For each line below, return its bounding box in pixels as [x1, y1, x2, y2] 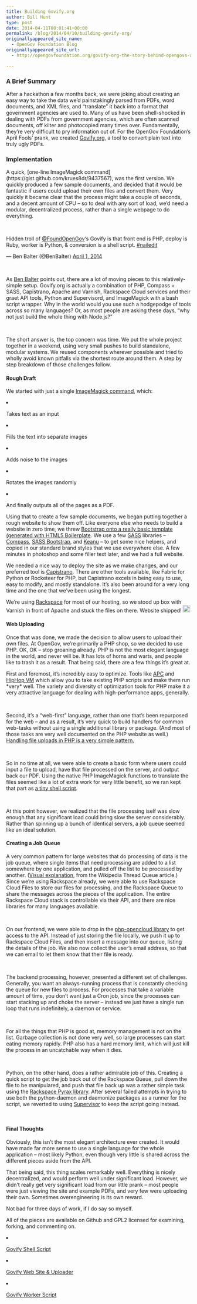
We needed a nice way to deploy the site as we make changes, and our [6, 562, 178, 569]
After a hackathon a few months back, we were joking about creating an [6, 90, 180, 97]
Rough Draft [6, 375, 36, 382]
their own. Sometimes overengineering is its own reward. [6, 1194, 144, 1201]
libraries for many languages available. [6, 902, 100, 910]
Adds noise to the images [6, 456, 68, 463]
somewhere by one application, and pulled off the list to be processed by [6, 865, 183, 872]
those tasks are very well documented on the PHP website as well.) [6, 730, 169, 737]
